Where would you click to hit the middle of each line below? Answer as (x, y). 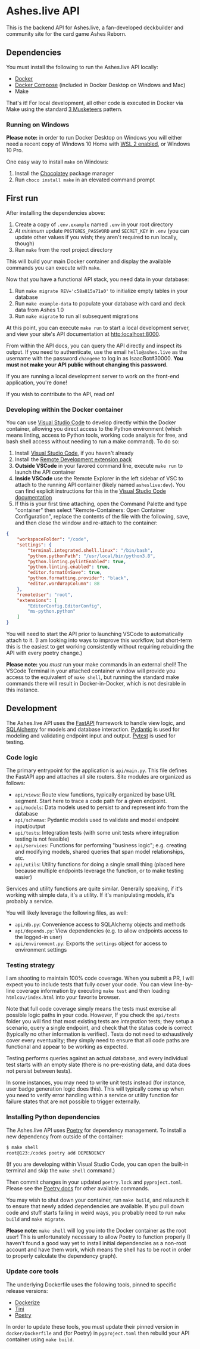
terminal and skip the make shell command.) (61, 1171)
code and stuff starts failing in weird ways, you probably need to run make (96, 1213)
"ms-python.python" (52, 612)
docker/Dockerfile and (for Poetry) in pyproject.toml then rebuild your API (98, 1333)
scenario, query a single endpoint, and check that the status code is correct (99, 1028)
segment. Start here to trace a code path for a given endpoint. (91, 801)
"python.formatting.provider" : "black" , (78, 578)
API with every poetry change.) (44, 653)
